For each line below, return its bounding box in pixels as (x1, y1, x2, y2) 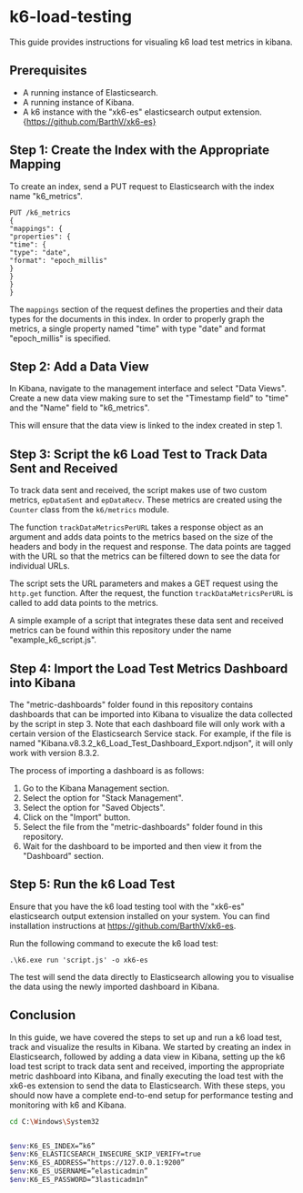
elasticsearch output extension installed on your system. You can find (9, 910, 270, 921)
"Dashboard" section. (22, 851, 105, 861)
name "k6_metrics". (9, 190, 84, 201)
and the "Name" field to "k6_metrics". (9, 402, 150, 413)
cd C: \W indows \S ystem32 (9, 1117, 100, 1126)
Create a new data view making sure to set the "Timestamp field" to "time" (9, 393, 289, 404)
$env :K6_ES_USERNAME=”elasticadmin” (9, 1167, 148, 1176)
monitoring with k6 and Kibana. (9, 1099, 127, 1110)
